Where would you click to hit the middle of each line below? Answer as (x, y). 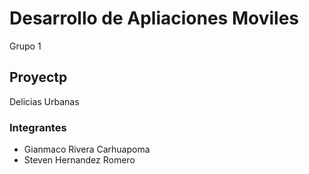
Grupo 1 (25, 46)
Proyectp (38, 77)
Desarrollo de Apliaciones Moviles (154, 18)
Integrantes (38, 127)
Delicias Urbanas (44, 101)
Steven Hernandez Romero (79, 160)
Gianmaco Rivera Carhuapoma (87, 149)
